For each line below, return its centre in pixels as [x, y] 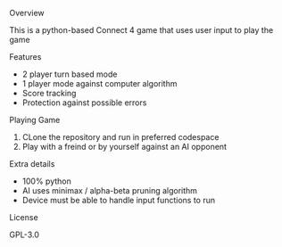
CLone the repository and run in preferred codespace [120, 137]
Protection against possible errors [84, 103]
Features [25, 57]
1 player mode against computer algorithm [100, 83]
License [24, 217]
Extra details [32, 164]
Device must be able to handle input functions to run [119, 200]
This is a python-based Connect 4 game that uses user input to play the [141, 30]
